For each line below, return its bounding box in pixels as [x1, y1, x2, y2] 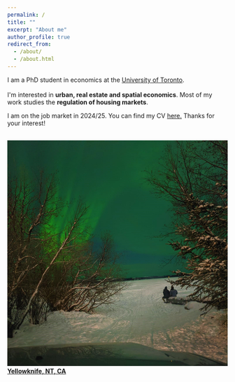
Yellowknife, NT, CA [7, 367, 66, 375]
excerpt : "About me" [7, 26, 68, 33]
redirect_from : [7, 41, 52, 48]
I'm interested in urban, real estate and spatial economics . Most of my [7, 90, 213, 99]
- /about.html [13, 56, 55, 63]
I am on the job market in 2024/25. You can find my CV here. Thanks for [7, 111, 215, 120]
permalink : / [7, 11, 45, 18]
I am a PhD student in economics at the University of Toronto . [7, 76, 185, 84]
